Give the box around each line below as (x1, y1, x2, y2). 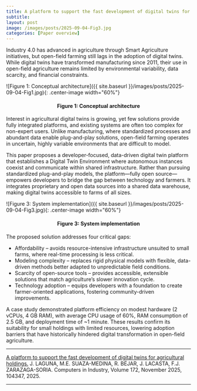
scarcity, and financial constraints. (6, 72, 89, 79)
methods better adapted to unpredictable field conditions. (31, 263, 171, 270)
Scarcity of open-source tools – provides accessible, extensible (14, 269, 169, 276)
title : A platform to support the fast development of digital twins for (6, 8, 191, 15)
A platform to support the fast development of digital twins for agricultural (6, 353, 185, 361)
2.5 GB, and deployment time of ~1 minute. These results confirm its (6, 318, 171, 325)
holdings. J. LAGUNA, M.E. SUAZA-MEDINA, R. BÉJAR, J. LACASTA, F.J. (6, 360, 181, 367)
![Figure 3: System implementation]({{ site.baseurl (6, 200, 127, 208)
